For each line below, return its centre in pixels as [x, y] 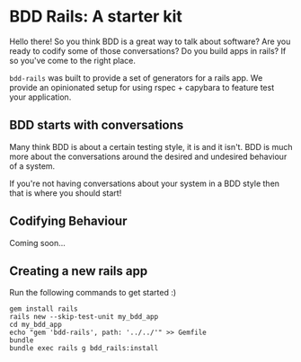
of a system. [32, 166]
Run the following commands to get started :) [93, 293]
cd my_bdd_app [36, 325]
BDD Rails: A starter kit [96, 17]
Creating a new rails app [79, 271]
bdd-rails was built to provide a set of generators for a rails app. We [136, 77]
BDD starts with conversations [97, 125]
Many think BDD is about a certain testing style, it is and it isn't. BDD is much [151, 146]
